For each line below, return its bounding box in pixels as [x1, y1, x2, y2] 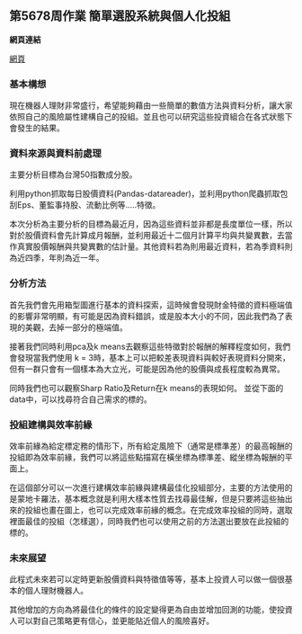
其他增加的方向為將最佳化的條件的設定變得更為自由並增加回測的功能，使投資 [9, 604, 293, 615]
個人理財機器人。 [24, 585, 88, 596]
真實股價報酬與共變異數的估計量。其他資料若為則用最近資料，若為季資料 [16, 241, 285, 252]
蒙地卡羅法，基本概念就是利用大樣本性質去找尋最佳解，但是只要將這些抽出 [16, 494, 293, 504]
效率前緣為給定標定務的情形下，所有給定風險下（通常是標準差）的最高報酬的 [9, 441, 293, 451]
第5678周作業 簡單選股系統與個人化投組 [9, 8, 231, 24]
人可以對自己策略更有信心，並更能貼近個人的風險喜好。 [9, 615, 214, 627]
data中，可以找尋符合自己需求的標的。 [9, 394, 152, 405]
